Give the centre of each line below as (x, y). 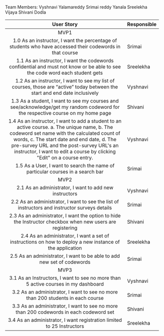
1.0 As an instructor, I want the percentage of (65, 40)
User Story (65, 24)
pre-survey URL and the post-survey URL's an (65, 145)
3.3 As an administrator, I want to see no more (65, 306)
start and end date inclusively (65, 93)
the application (65, 248)
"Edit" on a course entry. (65, 157)
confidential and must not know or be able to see (65, 67)
